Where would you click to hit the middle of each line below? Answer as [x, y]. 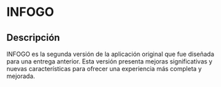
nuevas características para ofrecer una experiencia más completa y [104, 69]
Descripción [33, 38]
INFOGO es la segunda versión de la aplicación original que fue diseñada [110, 54]
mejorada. [21, 76]
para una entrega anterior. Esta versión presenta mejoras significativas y [109, 61]
